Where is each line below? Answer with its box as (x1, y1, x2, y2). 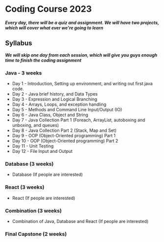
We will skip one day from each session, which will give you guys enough (5, 52, 158, 58)
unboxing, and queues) (12, 122, 59, 128)
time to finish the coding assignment (5, 57, 82, 63)
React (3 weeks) (5, 184, 45, 191)
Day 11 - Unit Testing (12, 143, 54, 149)
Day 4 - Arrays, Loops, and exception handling (12, 101, 107, 107)
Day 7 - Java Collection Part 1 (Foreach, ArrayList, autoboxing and (12, 117, 145, 123)
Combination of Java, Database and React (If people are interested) (12, 218, 149, 224)
